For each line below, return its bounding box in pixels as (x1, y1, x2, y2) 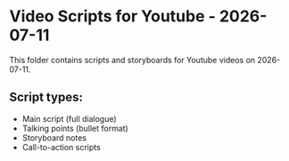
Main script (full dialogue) (21, 113, 118, 124)
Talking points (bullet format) (21, 123, 129, 133)
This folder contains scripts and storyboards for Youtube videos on (9, 54, 256, 65)
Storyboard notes (21, 132, 87, 143)
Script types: (9, 90, 83, 105)
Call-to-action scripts (21, 141, 101, 152)
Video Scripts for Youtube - (9, 6, 217, 27)
